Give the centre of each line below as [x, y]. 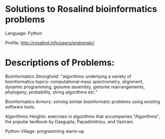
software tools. [20, 106]
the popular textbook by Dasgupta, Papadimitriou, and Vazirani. [70, 121]
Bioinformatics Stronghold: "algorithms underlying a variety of [68, 76]
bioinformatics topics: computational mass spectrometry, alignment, [74, 81]
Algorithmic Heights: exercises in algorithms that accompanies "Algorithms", [83, 116]
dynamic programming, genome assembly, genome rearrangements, [75, 87]
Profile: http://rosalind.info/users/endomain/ [50, 42]
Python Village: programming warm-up [45, 131]
